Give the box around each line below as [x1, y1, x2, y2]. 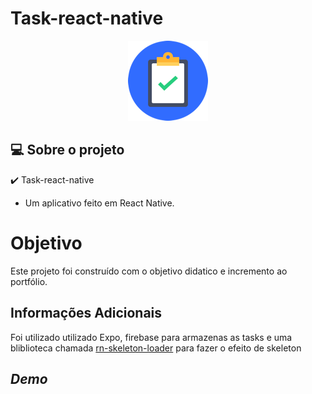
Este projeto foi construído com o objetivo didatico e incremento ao [10, 265, 288, 277]
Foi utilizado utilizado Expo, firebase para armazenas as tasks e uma [10, 331, 293, 343]
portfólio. [10, 275, 48, 287]
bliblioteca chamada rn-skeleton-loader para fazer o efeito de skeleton [10, 342, 302, 354]
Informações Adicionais [10, 305, 163, 322]
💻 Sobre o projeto [10, 142, 125, 159]
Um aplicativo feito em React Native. [24, 197, 175, 209]
